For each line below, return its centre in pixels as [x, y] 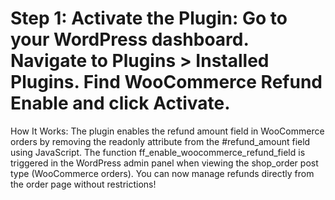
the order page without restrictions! [83, 184]
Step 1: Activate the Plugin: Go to [149, 18]
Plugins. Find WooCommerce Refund [166, 82]
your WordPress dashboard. [129, 39]
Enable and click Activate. [120, 103]
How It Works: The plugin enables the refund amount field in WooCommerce [167, 131]
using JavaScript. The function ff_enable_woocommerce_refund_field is [158, 152]
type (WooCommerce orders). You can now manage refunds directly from [162, 173]
